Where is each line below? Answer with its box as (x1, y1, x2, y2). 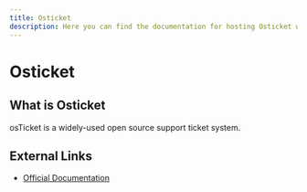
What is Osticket (9, 98, 106, 113)
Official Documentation (22, 173, 110, 184)
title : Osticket (9, 13, 71, 23)
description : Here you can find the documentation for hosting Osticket (9, 22, 292, 31)
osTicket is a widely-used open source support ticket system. (9, 122, 241, 133)
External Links (9, 148, 93, 164)
